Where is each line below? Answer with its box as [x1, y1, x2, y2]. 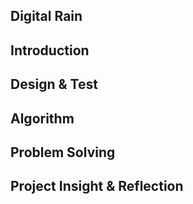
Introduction [10, 42, 90, 59]
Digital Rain [10, 8, 83, 25]
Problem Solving [10, 144, 116, 161]
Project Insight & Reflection [10, 178, 184, 195]
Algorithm [10, 110, 75, 127]
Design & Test [10, 76, 98, 93]
